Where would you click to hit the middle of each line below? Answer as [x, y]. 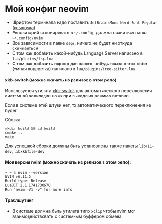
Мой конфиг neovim [47, 9]
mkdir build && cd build [30, 129]
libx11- [147, 146]
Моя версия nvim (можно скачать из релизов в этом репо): [68, 162]
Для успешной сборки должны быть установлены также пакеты [72, 146]
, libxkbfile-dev [28, 151]
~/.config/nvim [27, 38]
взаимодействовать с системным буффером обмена [67, 216]
